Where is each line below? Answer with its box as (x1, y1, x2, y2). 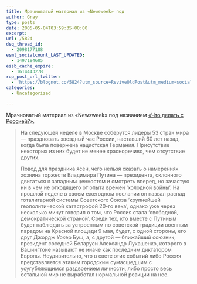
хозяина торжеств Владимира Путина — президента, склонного (20, 171, 182, 179)
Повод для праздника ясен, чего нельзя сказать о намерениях (20, 165, 179, 172)
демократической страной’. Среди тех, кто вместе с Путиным (20, 215, 177, 222)
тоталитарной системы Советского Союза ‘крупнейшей (20, 196, 161, 203)
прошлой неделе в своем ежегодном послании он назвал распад (20, 190, 186, 197)
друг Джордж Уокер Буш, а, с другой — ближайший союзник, (20, 234, 176, 241)
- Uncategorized (11, 90, 51, 96)
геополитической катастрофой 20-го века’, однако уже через (20, 203, 176, 210)
